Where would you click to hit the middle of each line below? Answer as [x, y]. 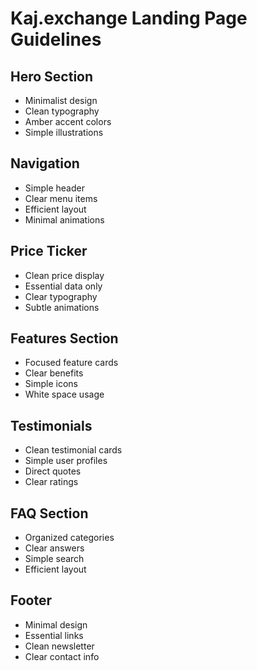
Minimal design [56, 624]
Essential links [54, 635]
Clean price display [64, 275]
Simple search [54, 559]
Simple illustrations [64, 132]
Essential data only [63, 286]
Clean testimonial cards [73, 450]
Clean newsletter [59, 646]
